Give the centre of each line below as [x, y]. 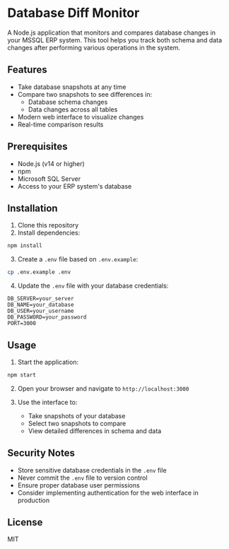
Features [27, 70]
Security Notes [41, 453]
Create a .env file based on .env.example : [78, 259]
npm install [25, 246]
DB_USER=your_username [41, 311]
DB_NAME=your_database [41, 305]
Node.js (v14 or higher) [51, 163]
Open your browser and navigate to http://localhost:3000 [103, 388]
